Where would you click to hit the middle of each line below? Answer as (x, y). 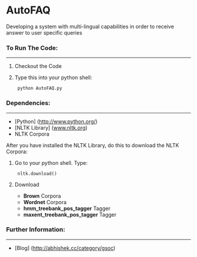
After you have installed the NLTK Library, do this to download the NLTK (93, 145)
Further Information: (36, 229)
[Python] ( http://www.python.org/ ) (56, 121)
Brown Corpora (42, 196)
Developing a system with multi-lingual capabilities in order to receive (90, 26)
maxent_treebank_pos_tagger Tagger (70, 214)
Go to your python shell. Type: (51, 163)
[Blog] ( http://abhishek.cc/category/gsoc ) (65, 248)
